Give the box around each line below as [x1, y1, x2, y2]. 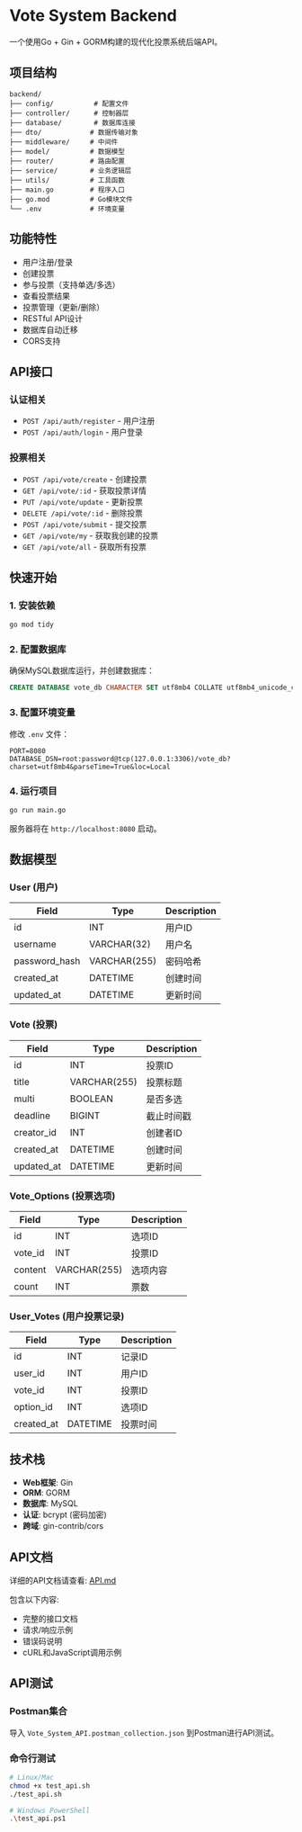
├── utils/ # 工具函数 [9, 175, 126, 184]
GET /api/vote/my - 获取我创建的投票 [22, 530, 159, 541]
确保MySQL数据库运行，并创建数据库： [9, 665, 155, 676]
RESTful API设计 [22, 312, 84, 324]
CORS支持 [22, 335, 61, 346]
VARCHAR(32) [88, 938, 151, 950]
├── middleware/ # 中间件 [9, 137, 119, 147]
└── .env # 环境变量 [9, 204, 126, 213]
